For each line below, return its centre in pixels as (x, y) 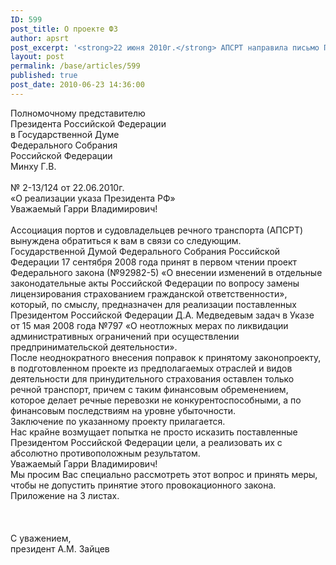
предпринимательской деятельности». (94, 347)
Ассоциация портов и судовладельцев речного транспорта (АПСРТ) (157, 230)
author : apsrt (40, 38)
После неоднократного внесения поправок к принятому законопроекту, (166, 357)
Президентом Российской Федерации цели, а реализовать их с (146, 442)
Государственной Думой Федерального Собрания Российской (145, 251)
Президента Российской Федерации (88, 123)
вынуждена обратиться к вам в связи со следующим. (126, 240)
